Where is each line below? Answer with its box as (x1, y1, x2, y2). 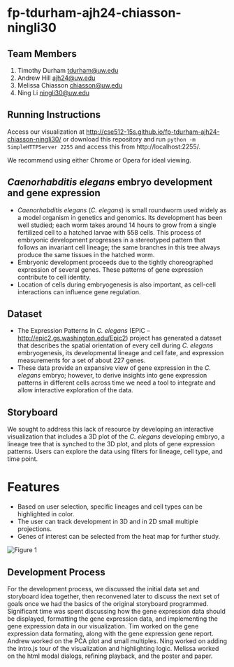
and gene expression (7, 187, 101, 199)
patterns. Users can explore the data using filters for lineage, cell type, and (7, 447, 224, 456)
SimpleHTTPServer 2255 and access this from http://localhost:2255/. (7, 142, 201, 151)
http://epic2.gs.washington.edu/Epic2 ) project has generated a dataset (17, 334, 222, 343)
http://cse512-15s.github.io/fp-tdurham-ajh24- (86, 128, 220, 136)
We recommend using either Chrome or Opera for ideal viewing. (7, 156, 192, 164)
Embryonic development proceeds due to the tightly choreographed (17, 258, 214, 266)
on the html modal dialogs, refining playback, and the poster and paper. (7, 652, 213, 660)
